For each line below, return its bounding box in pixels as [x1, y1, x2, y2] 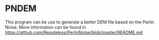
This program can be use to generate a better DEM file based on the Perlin [5, 19, 155, 25]
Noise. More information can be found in [5, 24, 86, 30]
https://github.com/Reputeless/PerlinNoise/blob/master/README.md [5, 29, 143, 35]
